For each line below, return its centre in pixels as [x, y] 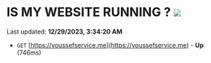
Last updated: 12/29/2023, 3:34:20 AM [65, 31]
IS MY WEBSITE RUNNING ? [89, 12]
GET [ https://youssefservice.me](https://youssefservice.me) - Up [110, 45]
